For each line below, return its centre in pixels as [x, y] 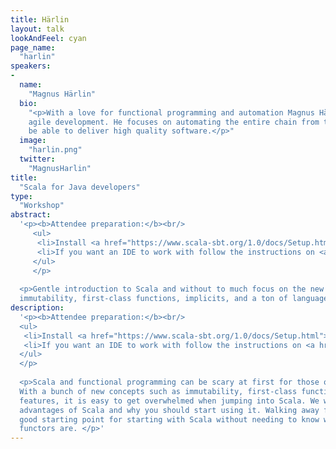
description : [37, 308]
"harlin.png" [55, 150]
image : [33, 141]
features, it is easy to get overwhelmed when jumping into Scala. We [169, 401]
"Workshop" [42, 206]
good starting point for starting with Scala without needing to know [169, 419]
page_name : [33, 47]
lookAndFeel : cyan [48, 38]
